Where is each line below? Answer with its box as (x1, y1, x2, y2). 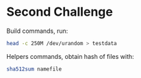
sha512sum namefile (6, 66, 62, 73)
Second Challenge (6, 4, 114, 20)
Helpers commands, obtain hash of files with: (6, 52, 134, 60)
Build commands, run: (6, 27, 68, 35)
